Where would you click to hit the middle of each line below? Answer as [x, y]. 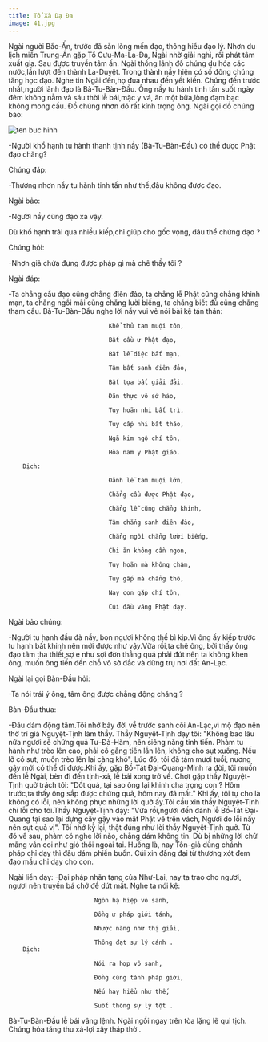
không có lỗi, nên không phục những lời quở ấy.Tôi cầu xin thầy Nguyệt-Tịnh [134, 802]
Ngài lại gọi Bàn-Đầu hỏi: [49, 678]
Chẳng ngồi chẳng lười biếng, [159, 536]
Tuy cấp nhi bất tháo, [146, 424]
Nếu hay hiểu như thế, [132, 991]
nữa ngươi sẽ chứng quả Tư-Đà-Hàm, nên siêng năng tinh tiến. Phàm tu [126, 742]
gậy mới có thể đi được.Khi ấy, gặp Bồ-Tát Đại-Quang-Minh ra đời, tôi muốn [133, 767]
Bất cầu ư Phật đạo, [143, 340]
